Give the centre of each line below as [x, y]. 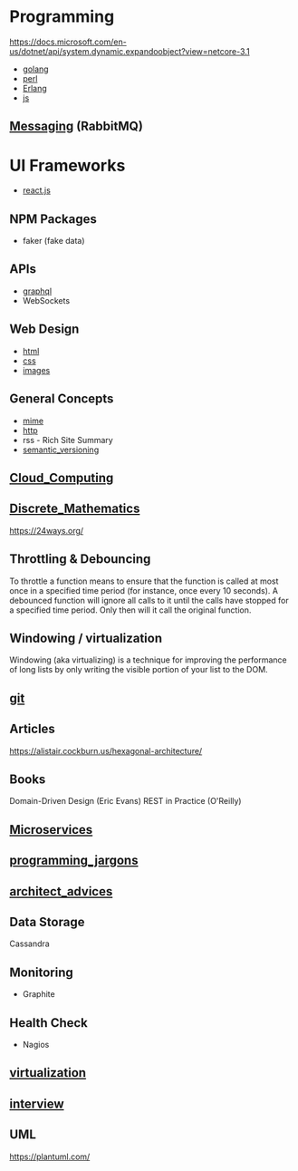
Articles [33, 729]
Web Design [44, 329]
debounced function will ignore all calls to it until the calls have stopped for [149, 600]
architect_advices [61, 891]
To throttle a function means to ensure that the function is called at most [144, 581]
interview [37, 1103]
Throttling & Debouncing [80, 559]
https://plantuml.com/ [50, 1156]
